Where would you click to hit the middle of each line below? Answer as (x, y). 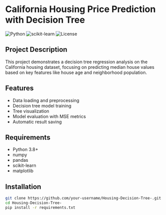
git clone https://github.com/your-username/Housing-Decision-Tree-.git (83, 198)
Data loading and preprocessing (46, 100)
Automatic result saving (37, 122)
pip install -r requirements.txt (40, 207)
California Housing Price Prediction (80, 9)
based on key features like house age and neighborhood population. (76, 72)
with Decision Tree (45, 20)
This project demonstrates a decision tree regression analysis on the (76, 62)
